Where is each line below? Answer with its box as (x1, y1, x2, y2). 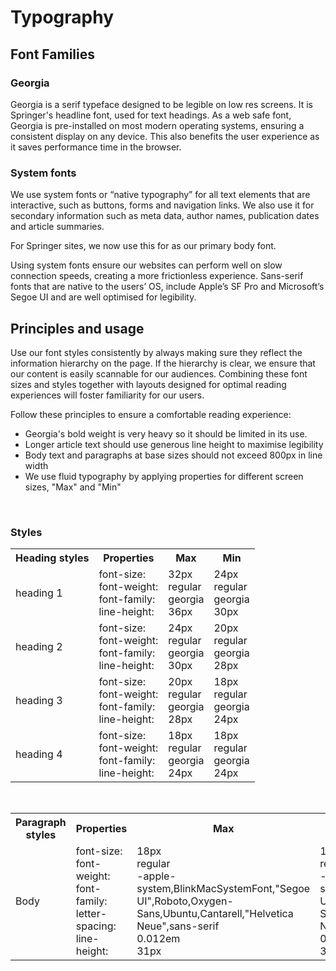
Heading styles (15, 551, 90, 565)
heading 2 (15, 640, 63, 654)
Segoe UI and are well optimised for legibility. (10, 291, 197, 303)
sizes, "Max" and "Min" (24, 481, 122, 493)
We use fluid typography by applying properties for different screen (24, 470, 304, 482)
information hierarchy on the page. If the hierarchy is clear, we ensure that (10, 357, 316, 369)
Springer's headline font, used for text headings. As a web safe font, (10, 109, 292, 121)
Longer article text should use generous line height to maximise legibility (24, 438, 324, 450)
